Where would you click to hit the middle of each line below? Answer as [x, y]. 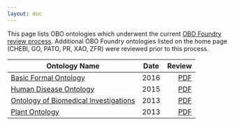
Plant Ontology [35, 111]
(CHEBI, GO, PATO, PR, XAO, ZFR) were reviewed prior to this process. [108, 48]
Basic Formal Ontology [48, 78]
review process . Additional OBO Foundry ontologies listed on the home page [117, 41]
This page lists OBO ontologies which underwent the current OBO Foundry [115, 34]
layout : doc [24, 14]
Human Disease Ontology [53, 89]
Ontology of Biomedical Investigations [73, 100]
